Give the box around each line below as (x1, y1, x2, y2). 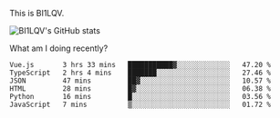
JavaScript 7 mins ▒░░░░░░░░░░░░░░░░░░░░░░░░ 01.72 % (9, 100, 272, 109)
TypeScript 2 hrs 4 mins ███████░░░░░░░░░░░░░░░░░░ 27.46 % (9, 68, 272, 77)
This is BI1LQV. (9, 8, 65, 18)
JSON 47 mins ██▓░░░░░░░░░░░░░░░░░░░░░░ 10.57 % (9, 76, 272, 85)
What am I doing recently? (9, 43, 109, 54)
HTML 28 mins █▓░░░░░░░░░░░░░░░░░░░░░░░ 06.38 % (9, 84, 272, 93)
